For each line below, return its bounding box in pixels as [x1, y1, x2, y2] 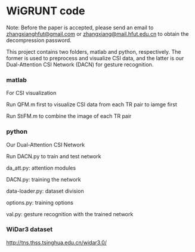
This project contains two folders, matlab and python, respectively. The [6, 48, 181, 55]
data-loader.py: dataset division [6, 187, 85, 195]
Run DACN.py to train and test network [6, 152, 101, 159]
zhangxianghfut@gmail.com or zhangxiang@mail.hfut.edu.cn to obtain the [6, 30, 189, 37]
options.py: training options [6, 199, 73, 206]
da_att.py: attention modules [6, 164, 76, 171]
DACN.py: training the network [6, 176, 82, 183]
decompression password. [6, 36, 72, 44]
